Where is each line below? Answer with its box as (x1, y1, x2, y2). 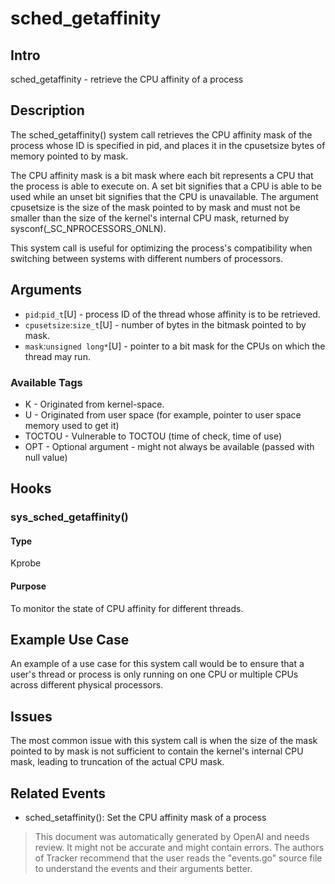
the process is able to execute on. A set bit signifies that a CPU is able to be (10, 180, 322, 192)
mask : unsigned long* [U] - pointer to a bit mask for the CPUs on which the (24, 340, 326, 352)
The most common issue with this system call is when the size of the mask (10, 735, 318, 747)
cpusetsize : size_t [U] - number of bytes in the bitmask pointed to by (24, 318, 307, 331)
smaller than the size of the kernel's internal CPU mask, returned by (10, 212, 290, 224)
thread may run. (24, 350, 91, 362)
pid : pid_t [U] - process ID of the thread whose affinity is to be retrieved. (24, 308, 321, 320)
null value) (24, 451, 68, 463)
